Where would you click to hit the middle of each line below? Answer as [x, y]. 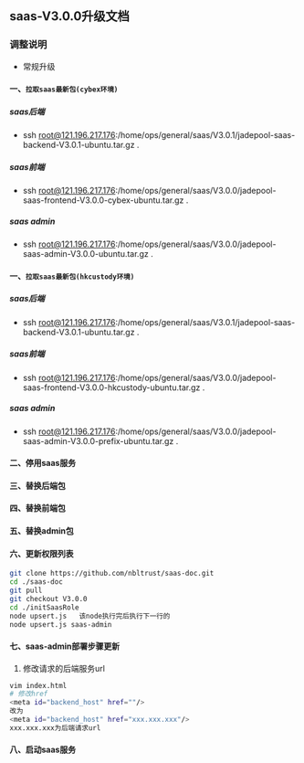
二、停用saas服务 [42, 463]
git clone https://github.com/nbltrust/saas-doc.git [112, 574]
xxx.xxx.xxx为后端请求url [55, 728]
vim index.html [38, 685]
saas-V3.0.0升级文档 [70, 16]
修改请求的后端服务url [63, 668]
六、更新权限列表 [42, 553]
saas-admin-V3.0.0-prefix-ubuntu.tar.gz [98, 440]
